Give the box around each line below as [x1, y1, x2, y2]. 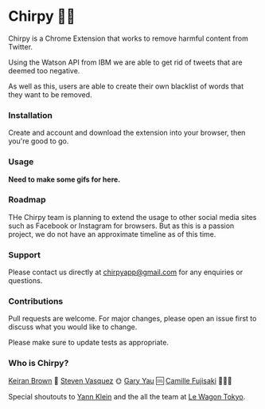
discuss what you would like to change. [8, 322, 138, 332]
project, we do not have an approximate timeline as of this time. [8, 229, 216, 238]
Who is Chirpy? [8, 358, 69, 369]
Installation [8, 109, 53, 120]
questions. [8, 276, 43, 285]
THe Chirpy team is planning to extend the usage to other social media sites [8, 212, 257, 222]
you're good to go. [8, 136, 69, 146]
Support [8, 249, 41, 260]
